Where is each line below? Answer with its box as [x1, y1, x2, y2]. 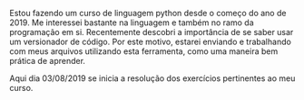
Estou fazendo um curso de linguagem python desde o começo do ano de [9, 8, 287, 18]
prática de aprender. [9, 56, 86, 66]
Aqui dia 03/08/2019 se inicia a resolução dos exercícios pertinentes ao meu [9, 73, 296, 84]
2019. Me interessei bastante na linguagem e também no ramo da [9, 17, 254, 28]
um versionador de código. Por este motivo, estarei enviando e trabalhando [9, 36, 292, 47]
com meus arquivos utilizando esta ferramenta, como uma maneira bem [9, 46, 279, 57]
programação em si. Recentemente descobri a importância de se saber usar [9, 27, 294, 37]
